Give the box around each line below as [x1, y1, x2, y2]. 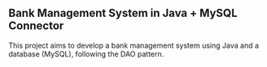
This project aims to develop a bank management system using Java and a [8, 40, 259, 50]
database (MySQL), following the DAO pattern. [8, 48, 164, 59]
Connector [8, 19, 64, 33]
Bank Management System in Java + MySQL [8, 6, 238, 20]
